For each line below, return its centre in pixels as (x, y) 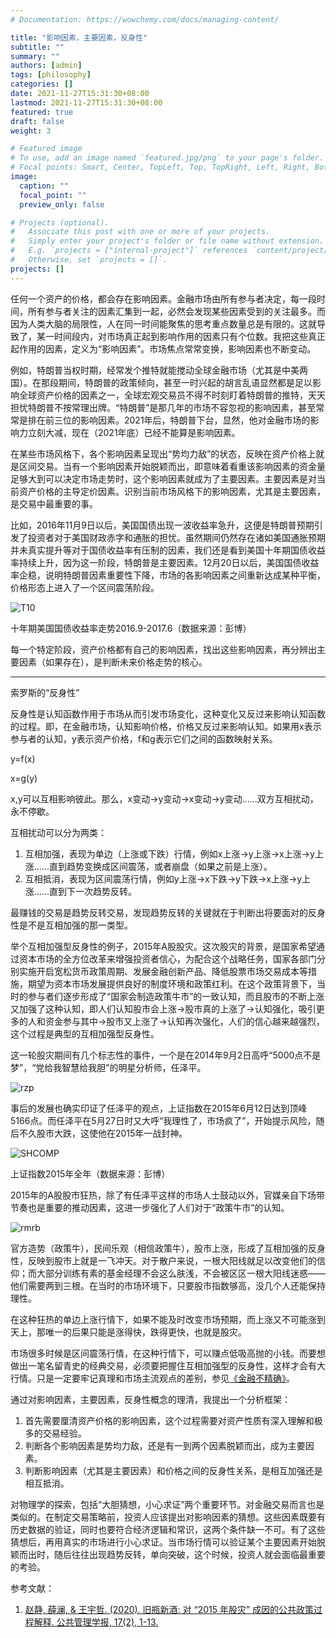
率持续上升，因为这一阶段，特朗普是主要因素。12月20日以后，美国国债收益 (165, 562)
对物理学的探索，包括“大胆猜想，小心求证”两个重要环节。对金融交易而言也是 (167, 1504)
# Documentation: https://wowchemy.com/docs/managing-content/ (145, 19)
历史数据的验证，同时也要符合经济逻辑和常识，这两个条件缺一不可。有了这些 (168, 1529)
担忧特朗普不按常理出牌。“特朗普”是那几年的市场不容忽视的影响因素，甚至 (163, 407)
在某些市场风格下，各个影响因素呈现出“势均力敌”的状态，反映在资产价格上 (163, 453)
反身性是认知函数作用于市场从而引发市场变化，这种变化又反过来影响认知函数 (168, 713)
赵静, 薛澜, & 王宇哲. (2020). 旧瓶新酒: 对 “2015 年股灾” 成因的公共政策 (169, 1609)
